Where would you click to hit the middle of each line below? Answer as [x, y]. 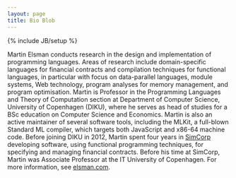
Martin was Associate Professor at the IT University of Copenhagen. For [112, 159]
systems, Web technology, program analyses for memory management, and [118, 84]
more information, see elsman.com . [59, 167]
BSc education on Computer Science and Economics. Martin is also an [110, 114]
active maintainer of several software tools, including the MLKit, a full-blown [118, 121]
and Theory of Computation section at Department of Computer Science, [114, 99]
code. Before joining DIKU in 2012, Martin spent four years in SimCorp [109, 137]
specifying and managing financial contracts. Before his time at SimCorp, [114, 152]
